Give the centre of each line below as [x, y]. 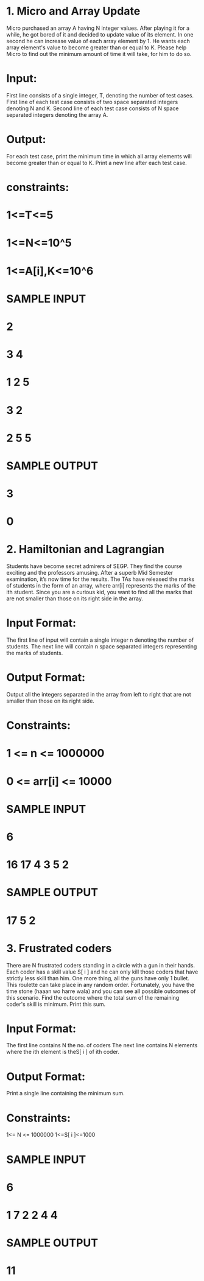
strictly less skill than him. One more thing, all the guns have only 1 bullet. [98, 978]
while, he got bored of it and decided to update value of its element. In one [100, 34]
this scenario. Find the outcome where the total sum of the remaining [93, 997]
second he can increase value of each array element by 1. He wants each [98, 41]
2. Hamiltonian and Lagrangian [85, 549]
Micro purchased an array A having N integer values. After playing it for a [98, 28]
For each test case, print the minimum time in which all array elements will [99, 156]
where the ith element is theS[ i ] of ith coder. [63, 1052]
